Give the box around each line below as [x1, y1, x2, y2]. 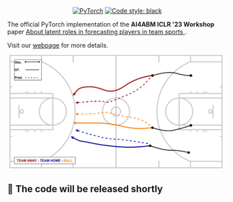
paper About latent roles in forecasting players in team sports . [7, 28, 187, 36]
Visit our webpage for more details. [7, 41, 109, 49]
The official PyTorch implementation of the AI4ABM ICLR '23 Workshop [7, 20, 215, 28]
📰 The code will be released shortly [7, 182, 163, 195]
